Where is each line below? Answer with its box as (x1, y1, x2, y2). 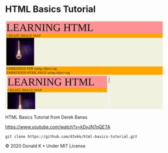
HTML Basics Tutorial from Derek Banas (5, 114, 87, 120)
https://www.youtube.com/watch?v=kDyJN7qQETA (5, 123, 110, 129)
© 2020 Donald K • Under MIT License (5, 142, 86, 148)
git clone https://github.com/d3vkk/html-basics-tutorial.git (5, 134, 137, 139)
